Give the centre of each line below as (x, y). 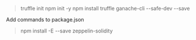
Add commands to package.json (45, 19)
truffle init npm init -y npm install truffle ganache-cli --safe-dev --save (105, 8)
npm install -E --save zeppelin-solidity (66, 31)
